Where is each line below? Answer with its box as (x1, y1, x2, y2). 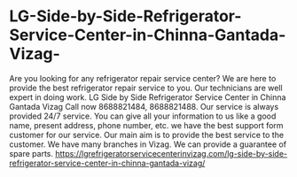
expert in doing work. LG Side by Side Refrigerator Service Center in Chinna (9, 91, 286, 103)
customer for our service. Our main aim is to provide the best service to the (9, 129, 285, 140)
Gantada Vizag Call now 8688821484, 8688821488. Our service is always (9, 101, 279, 112)
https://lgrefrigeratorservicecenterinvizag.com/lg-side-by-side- (54, 148, 288, 158)
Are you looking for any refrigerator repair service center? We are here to (9, 73, 277, 83)
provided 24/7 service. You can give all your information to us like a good (9, 111, 277, 121)
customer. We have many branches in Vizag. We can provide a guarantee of (9, 139, 286, 150)
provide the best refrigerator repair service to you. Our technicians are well (9, 82, 283, 93)
